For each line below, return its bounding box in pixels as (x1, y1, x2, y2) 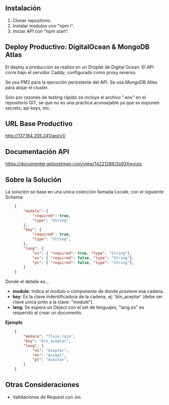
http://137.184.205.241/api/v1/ (5, 133, 66, 139)
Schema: (5, 194, 24, 200)
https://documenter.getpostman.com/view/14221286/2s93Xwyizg (5, 161, 142, 167)
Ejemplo (5, 319, 23, 325)
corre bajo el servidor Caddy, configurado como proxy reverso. (5, 69, 137, 75)
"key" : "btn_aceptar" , (23, 339, 71, 344)
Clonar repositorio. (12, 17, 52, 23)
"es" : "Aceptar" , (32, 348, 69, 353)
